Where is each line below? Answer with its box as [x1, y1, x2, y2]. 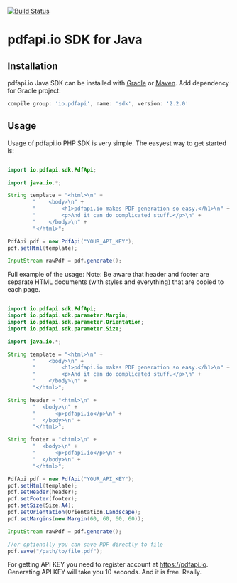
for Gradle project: [7, 86, 62, 95]
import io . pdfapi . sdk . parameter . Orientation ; [7, 319, 144, 326]
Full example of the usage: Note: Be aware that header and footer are [7, 271, 209, 279]
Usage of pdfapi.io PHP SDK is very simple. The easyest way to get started [7, 139, 227, 147]
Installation [7, 60, 58, 72]
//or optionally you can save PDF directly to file [7, 541, 163, 548]
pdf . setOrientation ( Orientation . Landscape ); [7, 509, 141, 516]
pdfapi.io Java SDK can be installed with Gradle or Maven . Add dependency [7, 79, 229, 87]
